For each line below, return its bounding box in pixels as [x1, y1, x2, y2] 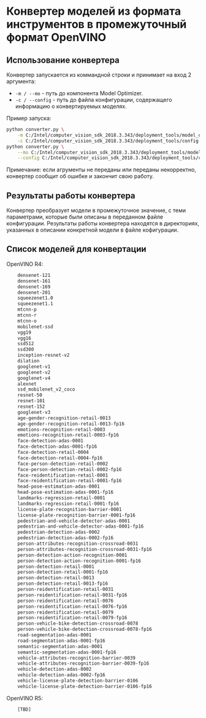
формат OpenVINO [6, 31, 107, 44]
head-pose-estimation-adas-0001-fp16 [17, 490, 114, 496]
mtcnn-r [17, 312, 37, 318]
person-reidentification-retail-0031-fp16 [17, 591, 128, 598]
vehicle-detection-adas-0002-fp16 [17, 672, 105, 678]
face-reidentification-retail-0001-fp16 [17, 478, 122, 484]
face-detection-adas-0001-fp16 [17, 443, 97, 450]
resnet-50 [17, 392, 43, 399]
